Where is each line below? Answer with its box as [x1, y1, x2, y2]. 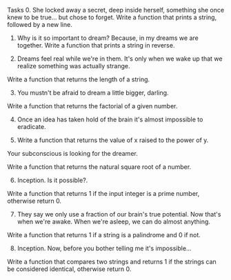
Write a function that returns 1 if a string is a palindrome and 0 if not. [7, 231, 201, 239]
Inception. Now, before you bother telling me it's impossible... [17, 244, 192, 252]
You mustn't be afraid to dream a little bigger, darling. [17, 89, 169, 97]
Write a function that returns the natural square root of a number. [7, 163, 192, 171]
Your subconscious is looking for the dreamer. [7, 150, 138, 157]
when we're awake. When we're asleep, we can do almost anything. [17, 217, 210, 226]
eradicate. [17, 123, 46, 130]
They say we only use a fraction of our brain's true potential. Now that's [17, 210, 221, 218]
